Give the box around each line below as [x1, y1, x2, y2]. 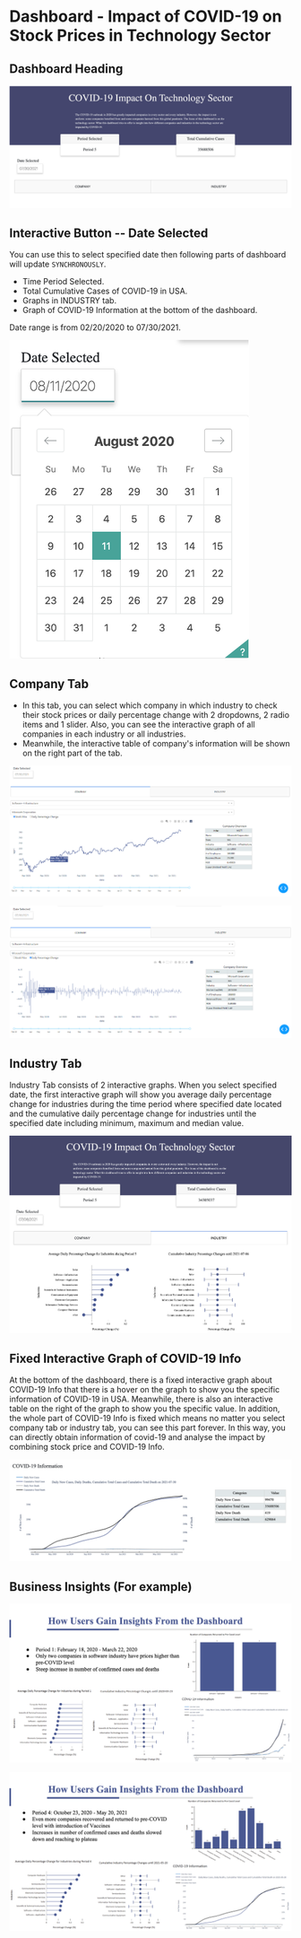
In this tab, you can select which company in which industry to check [21, 700, 278, 711]
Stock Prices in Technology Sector [9, 25, 271, 46]
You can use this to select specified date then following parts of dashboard [9, 249, 287, 260]
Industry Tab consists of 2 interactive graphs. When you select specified [9, 1079, 278, 1091]
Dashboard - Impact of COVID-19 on [9, 6, 282, 27]
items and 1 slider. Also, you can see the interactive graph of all [21, 720, 255, 730]
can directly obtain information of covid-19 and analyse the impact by [9, 1432, 266, 1443]
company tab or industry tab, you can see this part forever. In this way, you [9, 1422, 287, 1433]
